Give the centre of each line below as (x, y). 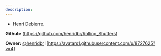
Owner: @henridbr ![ (27, 43)
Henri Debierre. (28, 24)
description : (19, 10)
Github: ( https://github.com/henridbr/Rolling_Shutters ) (61, 33)
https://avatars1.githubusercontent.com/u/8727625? (102, 43)
